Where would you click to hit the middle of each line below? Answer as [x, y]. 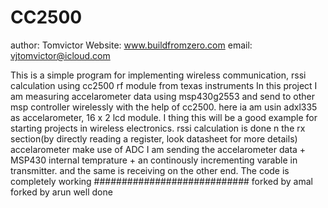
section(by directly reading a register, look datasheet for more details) [154, 138]
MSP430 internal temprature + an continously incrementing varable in [154, 160]
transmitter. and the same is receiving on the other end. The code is [150, 170]
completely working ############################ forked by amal [161, 181]
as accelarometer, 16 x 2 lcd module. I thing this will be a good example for [164, 117]
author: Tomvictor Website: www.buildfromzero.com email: [131, 45]
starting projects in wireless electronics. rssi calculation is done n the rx [158, 128]
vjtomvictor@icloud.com [60, 55]
